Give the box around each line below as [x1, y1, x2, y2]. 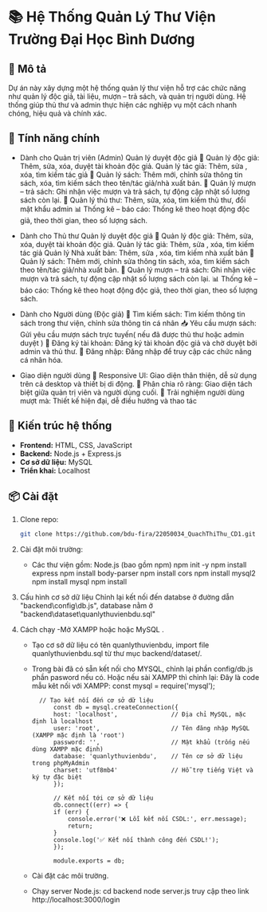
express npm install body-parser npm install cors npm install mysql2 [31, 568, 257, 578]
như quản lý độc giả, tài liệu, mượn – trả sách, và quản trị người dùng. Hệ [8, 92, 247, 101]
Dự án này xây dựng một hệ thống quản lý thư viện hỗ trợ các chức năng [8, 83, 246, 92]
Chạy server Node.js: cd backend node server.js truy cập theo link [31, 886, 249, 896]
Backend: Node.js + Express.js [19, 449, 122, 458]
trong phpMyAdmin [31, 760, 90, 768]
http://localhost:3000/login [31, 895, 120, 905]
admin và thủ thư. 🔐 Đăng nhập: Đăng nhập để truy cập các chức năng [19, 346, 253, 356]
